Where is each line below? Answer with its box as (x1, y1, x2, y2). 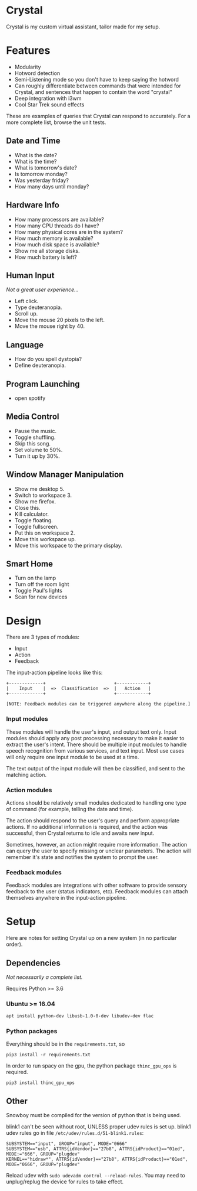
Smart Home (6, 559, 53, 569)
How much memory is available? (14, 235, 94, 242)
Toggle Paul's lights (14, 587, 63, 594)
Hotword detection (14, 69, 61, 77)
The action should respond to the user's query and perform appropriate (6, 816, 180, 824)
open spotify (14, 394, 46, 402)
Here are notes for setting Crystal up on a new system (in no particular (6, 935, 177, 942)
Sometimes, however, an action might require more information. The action (6, 841, 188, 848)
